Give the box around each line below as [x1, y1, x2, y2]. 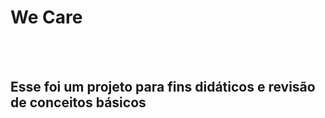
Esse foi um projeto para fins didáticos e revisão [10, 79, 316, 96]
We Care [10, 6, 83, 29]
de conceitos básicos [10, 94, 147, 111]
